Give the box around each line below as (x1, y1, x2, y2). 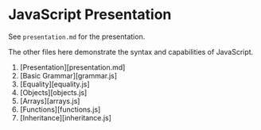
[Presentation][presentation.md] (19, 62, 126, 72)
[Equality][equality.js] (19, 79, 90, 89)
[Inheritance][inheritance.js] (19, 113, 111, 122)
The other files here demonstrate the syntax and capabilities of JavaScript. (8, 47, 254, 56)
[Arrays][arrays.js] (19, 96, 80, 105)
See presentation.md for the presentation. (8, 32, 146, 41)
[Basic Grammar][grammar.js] (19, 71, 118, 80)
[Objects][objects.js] (19, 87, 88, 97)
